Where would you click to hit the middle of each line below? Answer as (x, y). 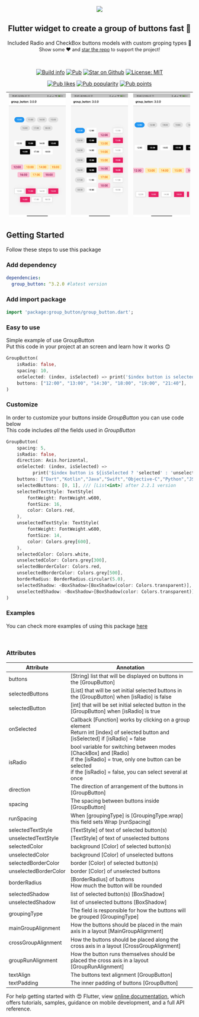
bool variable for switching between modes (123, 746)
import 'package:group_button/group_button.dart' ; (70, 312)
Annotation (131, 667)
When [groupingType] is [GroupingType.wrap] (127, 815)
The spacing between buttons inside (115, 801)
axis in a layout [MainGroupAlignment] (117, 931)
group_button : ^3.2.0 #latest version (60, 284)
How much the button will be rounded (116, 886)
